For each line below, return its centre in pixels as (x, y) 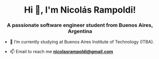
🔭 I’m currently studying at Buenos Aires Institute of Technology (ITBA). (82, 42)
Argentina (80, 31)
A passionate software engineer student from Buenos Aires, (80, 25)
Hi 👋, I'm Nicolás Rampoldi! (80, 10)
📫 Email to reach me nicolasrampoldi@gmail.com (61, 52)
